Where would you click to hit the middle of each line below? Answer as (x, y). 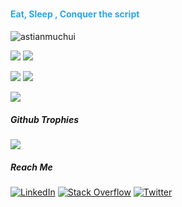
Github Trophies (45, 119)
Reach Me (31, 167)
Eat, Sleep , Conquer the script (75, 14)
